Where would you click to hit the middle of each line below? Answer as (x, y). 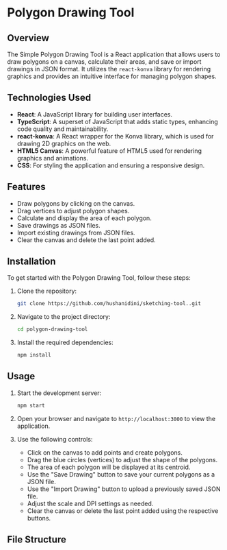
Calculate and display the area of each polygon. (84, 218)
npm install (34, 355)
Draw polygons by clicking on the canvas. (76, 203)
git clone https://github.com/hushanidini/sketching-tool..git (109, 304)
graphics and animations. (53, 158)
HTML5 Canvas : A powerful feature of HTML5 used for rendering (109, 151)
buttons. (39, 518)
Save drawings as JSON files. (58, 225)
